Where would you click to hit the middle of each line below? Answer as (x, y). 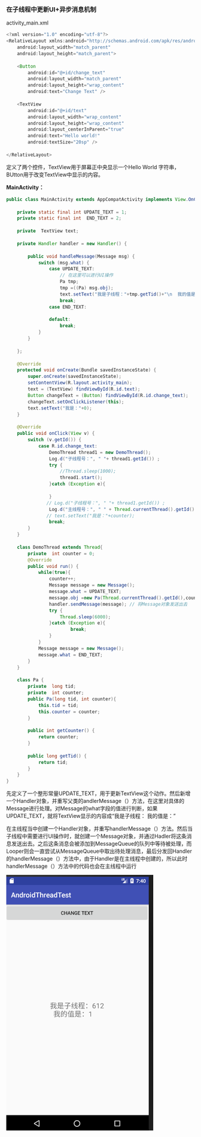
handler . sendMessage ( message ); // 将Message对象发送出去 (118, 604)
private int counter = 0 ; (61, 554)
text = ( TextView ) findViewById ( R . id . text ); (84, 389)
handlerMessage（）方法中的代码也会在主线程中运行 (71, 866)
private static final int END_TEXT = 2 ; (69, 218)
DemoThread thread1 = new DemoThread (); (100, 452)
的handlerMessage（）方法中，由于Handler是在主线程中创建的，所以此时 (97, 859)
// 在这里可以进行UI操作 (86, 275)
